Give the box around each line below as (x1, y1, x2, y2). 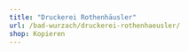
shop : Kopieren (9, 29, 66, 38)
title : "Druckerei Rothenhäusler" (9, 12, 138, 22)
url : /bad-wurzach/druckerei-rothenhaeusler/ (9, 21, 180, 30)
